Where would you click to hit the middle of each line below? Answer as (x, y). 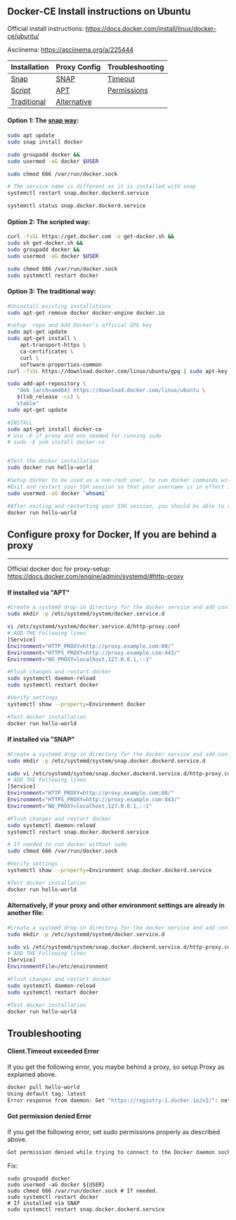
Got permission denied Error (50, 1116)
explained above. (32, 1075)
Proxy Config (78, 67)
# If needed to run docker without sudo (67, 845)
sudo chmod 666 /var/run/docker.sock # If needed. (83, 1190)
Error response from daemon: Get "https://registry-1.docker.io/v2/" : (113, 1100)
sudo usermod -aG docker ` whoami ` (58, 493)
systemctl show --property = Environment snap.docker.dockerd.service (110, 871)
